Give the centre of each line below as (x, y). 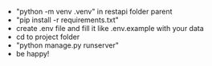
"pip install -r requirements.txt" (67, 20)
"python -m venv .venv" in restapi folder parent (94, 12)
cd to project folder (48, 37)
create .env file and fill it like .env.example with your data (110, 28)
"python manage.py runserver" (67, 45)
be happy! (33, 54)
